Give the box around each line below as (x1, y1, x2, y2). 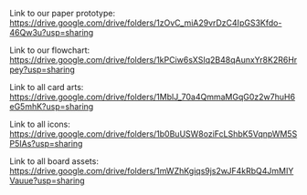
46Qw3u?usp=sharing (9, 27, 94, 37)
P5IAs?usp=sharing (9, 139, 83, 149)
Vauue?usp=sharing (9, 175, 85, 186)
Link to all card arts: (9, 82, 84, 92)
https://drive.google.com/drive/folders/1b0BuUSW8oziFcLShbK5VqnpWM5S (9, 128, 298, 139)
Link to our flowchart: (9, 45, 90, 56)
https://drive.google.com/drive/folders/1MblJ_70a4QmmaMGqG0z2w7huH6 (9, 91, 295, 102)
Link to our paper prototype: (9, 8, 116, 18)
